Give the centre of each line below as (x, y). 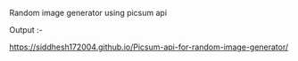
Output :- (26, 30)
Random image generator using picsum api (88, 13)
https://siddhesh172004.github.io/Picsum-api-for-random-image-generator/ (149, 47)
